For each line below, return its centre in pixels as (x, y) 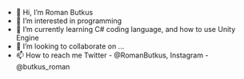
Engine (27, 38)
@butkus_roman (43, 67)
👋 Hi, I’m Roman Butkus (54, 12)
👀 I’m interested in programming (69, 21)
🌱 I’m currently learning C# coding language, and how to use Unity (126, 29)
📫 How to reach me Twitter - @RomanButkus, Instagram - (112, 55)
